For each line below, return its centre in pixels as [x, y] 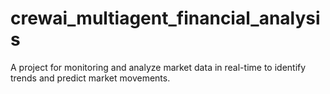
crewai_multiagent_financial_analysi [165, 18]
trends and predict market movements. [90, 78]
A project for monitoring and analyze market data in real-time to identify [158, 67]
